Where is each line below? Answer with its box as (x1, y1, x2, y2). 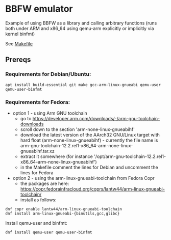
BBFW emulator (5, 3, 73, 15)
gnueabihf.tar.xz (20, 148, 55, 154)
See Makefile (5, 40, 33, 46)
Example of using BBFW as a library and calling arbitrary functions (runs (5, 20, 157, 26)
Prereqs (5, 56, 31, 64)
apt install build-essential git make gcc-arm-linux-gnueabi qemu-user (5, 82, 161, 87)
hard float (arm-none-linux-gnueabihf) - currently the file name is (20, 137, 158, 143)
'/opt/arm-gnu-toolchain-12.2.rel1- (93, 153, 166, 159)
